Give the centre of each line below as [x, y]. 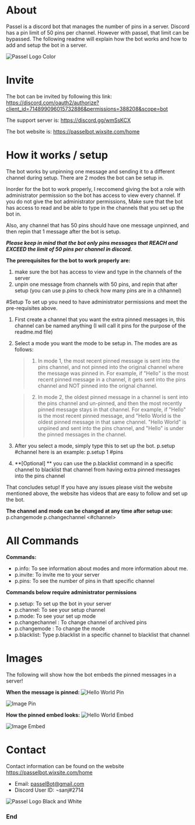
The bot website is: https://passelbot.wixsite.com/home [73, 131]
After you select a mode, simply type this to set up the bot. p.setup [95, 445]
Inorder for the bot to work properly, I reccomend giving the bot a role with [96, 189]
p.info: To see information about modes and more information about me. [101, 568]
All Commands [42, 541]
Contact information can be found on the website [65, 766]
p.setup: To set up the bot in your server [63, 604]
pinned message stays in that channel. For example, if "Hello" [112, 409]
